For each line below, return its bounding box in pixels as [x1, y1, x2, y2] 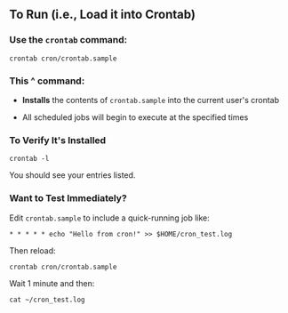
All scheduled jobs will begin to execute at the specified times [21, 111, 249, 123]
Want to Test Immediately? [9, 192, 127, 205]
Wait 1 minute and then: [9, 277, 95, 288]
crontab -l [9, 155, 50, 164]
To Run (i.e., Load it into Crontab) [9, 7, 196, 22]
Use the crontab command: [9, 34, 128, 46]
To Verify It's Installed [9, 133, 107, 146]
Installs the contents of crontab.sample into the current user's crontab [21, 94, 280, 105]
